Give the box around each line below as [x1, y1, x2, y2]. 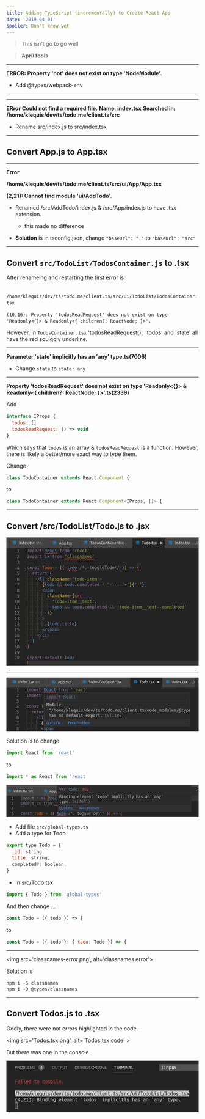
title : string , [12, 855, 51, 861]
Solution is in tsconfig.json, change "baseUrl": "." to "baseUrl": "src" [15, 234, 196, 241]
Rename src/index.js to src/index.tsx [15, 123, 107, 131]
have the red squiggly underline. [6, 336, 88, 342]
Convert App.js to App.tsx [6, 147, 108, 157]
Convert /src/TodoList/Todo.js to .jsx [6, 521, 150, 531]
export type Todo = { [6, 842, 62, 848]
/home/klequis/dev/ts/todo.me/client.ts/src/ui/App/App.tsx [6, 180, 162, 188]
